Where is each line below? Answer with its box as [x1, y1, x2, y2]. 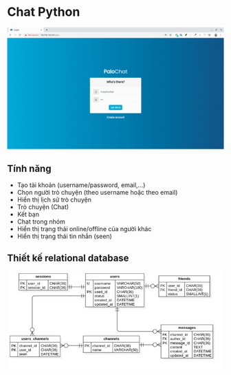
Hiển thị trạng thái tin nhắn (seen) [16, 232, 112, 241]
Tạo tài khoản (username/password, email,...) [16, 181, 146, 189]
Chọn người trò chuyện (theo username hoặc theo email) [16, 189, 178, 197]
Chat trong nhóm [16, 217, 65, 226]
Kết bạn [16, 211, 40, 219]
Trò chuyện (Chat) [16, 203, 69, 211]
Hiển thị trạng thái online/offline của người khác [16, 225, 152, 233]
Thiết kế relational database [7, 252, 129, 264]
